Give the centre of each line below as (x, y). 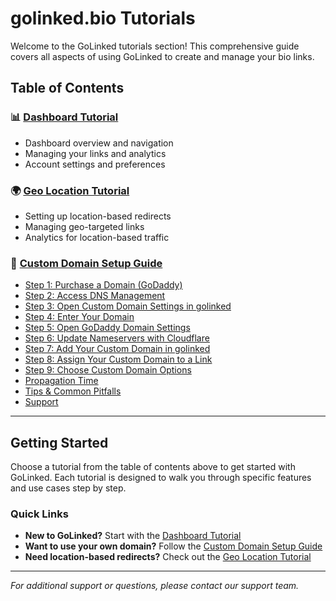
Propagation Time (61, 381)
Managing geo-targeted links (84, 226)
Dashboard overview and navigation (99, 143)
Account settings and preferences (95, 164)
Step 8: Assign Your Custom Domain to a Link (118, 359)
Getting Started (59, 442)
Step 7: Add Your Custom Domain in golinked (117, 349)
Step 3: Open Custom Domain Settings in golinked (128, 306)
